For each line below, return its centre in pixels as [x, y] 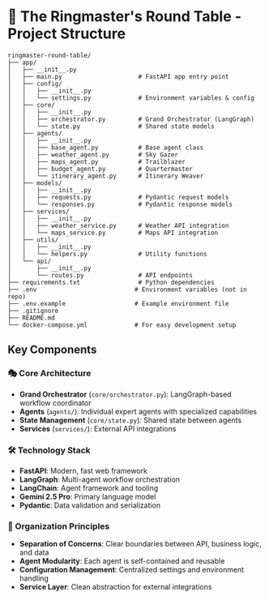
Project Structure [67, 34]
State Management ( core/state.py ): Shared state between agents [130, 420]
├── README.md [32, 318]
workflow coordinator [55, 403]
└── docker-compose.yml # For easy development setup [122, 325]
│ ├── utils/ [33, 240]
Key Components [52, 350]
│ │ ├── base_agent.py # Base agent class [106, 148]
